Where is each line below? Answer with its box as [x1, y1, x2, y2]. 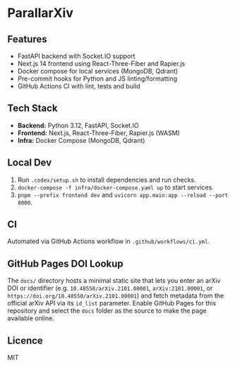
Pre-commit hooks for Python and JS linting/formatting [17, 74, 178, 83]
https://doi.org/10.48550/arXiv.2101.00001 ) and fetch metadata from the [7, 291, 224, 300]
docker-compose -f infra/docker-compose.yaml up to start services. [17, 182, 214, 192]
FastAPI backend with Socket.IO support [17, 52, 135, 60]
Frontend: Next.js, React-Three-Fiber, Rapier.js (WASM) [17, 129, 180, 137]
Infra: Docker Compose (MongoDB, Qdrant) [17, 136, 145, 144]
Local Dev [7, 157, 52, 169]
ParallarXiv [7, 5, 74, 21]
